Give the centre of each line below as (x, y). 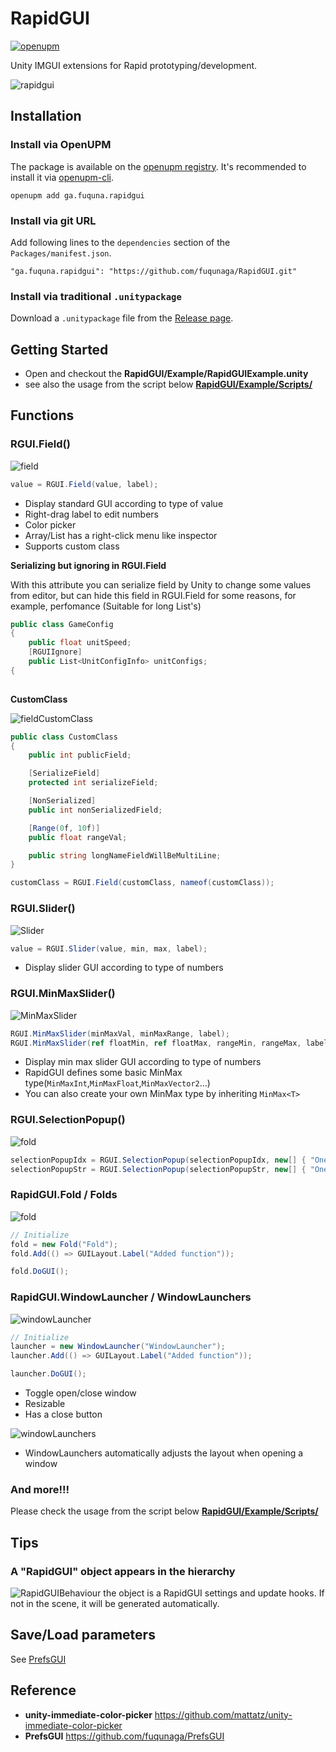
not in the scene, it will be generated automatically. (115, 1604)
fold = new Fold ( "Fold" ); (64, 1244)
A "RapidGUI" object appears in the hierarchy (123, 1571)
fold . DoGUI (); (40, 1272)
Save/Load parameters (83, 1635)
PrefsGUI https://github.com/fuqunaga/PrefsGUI (124, 1736)
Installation (46, 116)
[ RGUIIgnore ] (55, 652)
